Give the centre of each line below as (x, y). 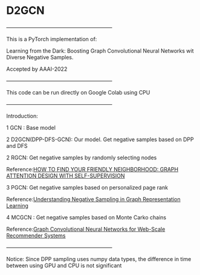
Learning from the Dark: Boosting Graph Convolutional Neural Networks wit (100, 51)
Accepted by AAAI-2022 (37, 69)
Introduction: (22, 116)
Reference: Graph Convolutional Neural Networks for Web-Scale (86, 229)
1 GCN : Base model (31, 127)
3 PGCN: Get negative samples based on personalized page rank (87, 187)
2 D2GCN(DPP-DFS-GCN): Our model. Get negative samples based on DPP (100, 139)
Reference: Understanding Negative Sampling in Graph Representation (93, 199)
